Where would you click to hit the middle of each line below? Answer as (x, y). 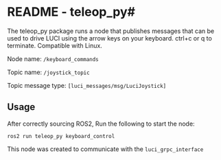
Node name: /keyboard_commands (53, 58)
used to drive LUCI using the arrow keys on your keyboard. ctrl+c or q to (110, 38)
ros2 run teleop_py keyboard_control (61, 136)
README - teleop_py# (71, 12)
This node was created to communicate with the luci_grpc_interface (105, 149)
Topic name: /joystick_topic (49, 72)
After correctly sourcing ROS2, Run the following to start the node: (101, 124)
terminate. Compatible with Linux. (55, 45)
